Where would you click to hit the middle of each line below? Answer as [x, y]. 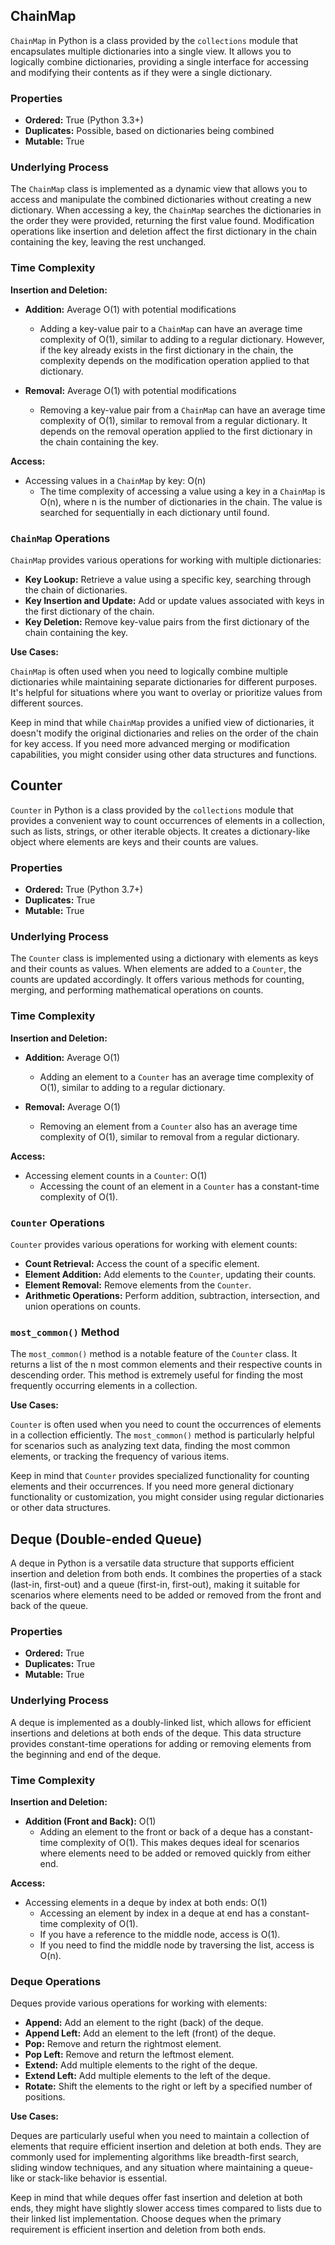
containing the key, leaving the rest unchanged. [108, 242]
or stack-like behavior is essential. [97, 2178]
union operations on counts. [82, 1306]
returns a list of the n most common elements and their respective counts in [166, 1365]
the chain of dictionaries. [76, 590]
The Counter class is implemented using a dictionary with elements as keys [164, 958]
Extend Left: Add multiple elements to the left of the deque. [147, 2076]
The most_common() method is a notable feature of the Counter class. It [154, 1354]
